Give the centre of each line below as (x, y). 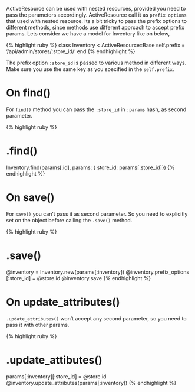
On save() (30, 198)
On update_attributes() (63, 302)
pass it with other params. (38, 325)
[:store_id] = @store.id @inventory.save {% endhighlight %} (79, 278)
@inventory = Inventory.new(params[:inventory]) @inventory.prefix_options (98, 272)
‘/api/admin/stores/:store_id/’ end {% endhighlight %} (71, 51)
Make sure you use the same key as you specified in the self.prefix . (90, 69)
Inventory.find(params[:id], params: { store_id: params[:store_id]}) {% (90, 167)
